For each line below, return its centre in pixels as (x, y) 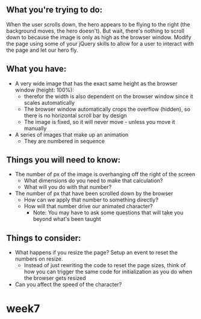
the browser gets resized (55, 278)
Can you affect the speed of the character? (68, 285)
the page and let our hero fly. (42, 50)
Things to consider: (44, 238)
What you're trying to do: (54, 10)
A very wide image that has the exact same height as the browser (96, 83)
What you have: (36, 69)
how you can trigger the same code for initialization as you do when (108, 272)
